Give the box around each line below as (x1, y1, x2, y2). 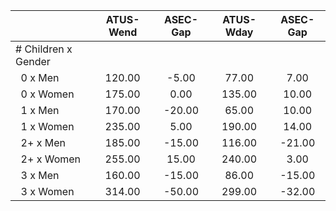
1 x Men (20, 104, 60, 117)
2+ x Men (20, 136, 66, 149)
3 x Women (20, 185, 75, 198)
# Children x (15, 42, 73, 56)
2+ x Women (20, 152, 82, 166)
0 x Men (20, 71, 60, 84)
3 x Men (20, 169, 60, 182)
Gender (15, 55, 51, 68)
